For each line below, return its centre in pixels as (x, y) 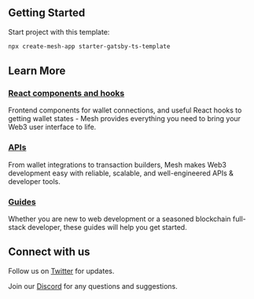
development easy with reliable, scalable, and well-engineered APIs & (121, 173)
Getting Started (47, 13)
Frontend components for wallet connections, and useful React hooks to (125, 110)
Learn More (37, 71)
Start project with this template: (59, 31)
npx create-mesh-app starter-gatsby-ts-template (89, 46)
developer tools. (34, 181)
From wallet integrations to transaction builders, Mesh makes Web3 (117, 164)
